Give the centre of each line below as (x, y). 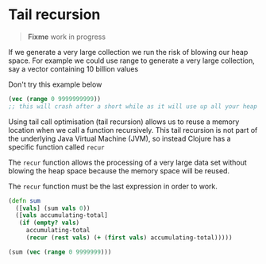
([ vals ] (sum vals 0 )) (53, 208)
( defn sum (25, 200)
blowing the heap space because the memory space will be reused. (119, 171)
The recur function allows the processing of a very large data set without (128, 162)
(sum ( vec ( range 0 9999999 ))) (60, 252)
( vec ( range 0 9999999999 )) (55, 99)
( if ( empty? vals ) (49, 223)
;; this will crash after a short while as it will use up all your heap (133, 106)
